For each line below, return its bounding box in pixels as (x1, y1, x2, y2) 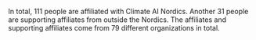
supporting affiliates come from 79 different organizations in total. (8, 24, 221, 32)
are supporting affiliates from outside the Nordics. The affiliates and (8, 15, 227, 24)
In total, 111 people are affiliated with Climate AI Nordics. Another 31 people (8, 7, 249, 16)
